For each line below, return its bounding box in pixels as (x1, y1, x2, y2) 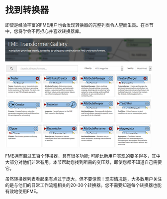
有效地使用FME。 (5, 188, 41, 194)
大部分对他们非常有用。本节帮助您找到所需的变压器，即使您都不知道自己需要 (5, 159, 162, 165)
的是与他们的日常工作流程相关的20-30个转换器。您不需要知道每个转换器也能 (5, 182, 162, 188)
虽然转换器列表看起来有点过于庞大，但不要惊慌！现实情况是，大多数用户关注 (5, 176, 162, 182)
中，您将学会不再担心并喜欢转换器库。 (5, 28, 83, 34)
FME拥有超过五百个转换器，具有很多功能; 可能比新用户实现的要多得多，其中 (5, 153, 161, 159)
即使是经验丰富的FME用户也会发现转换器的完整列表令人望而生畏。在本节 (5, 22, 154, 28)
